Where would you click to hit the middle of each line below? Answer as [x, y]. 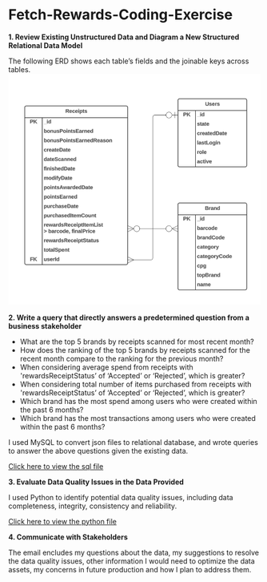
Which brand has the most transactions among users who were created [137, 418]
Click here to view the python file [63, 521]
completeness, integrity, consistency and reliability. [93, 506]
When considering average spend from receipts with [106, 367]
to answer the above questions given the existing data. [98, 451]
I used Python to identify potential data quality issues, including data [121, 497]
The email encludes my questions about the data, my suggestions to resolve [134, 552]
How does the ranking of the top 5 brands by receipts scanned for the [135, 350]
